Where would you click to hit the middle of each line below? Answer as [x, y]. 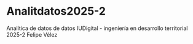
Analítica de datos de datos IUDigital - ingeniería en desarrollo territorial [97, 28]
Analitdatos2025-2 [56, 11]
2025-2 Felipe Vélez [32, 34]
